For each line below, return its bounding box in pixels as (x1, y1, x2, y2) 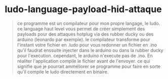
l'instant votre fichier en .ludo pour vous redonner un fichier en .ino (17, 42, 157, 48)
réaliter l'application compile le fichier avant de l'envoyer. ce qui (17, 58, 150, 64)
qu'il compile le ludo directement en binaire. (17, 68, 109, 74)
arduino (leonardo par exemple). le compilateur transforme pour (17, 36, 150, 43)
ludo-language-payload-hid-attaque (5, 4, 162, 15)
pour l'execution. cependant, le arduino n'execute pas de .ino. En (17, 52, 153, 59)
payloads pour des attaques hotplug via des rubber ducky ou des (17, 31, 154, 37)
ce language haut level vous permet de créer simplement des (17, 25, 145, 31)
